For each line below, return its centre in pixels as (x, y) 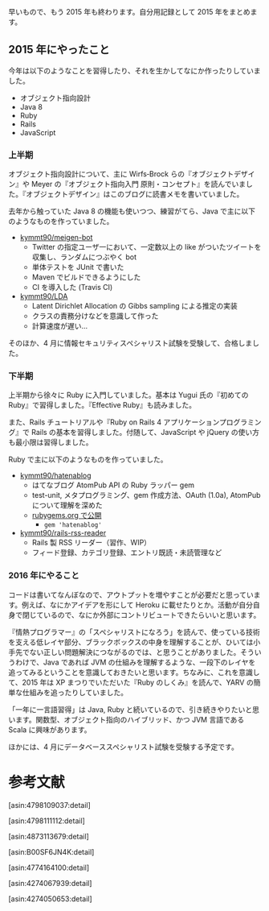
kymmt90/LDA (44, 296)
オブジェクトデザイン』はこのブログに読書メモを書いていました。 (134, 194)
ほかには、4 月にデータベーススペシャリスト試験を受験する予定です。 (123, 747)
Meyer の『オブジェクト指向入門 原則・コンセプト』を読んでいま (139, 184)
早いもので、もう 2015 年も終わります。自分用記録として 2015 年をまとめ (129, 12)
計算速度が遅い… (60, 326)
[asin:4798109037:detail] (49, 805)
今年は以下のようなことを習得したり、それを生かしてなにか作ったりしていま (134, 70)
